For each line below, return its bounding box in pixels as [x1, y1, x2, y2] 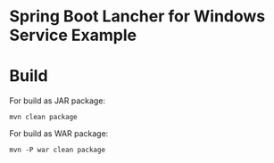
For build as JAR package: [9, 95, 105, 106]
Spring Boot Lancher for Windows [9, 6, 266, 27]
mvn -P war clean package [9, 145, 105, 155]
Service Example [9, 25, 137, 45]
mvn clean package [9, 113, 78, 122]
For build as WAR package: [9, 128, 109, 139]
